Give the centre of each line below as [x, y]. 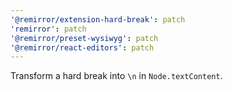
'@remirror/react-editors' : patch [82, 47]
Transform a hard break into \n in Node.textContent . [116, 76]
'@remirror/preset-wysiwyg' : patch [84, 38]
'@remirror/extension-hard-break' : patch [98, 19]
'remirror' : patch [48, 29]
